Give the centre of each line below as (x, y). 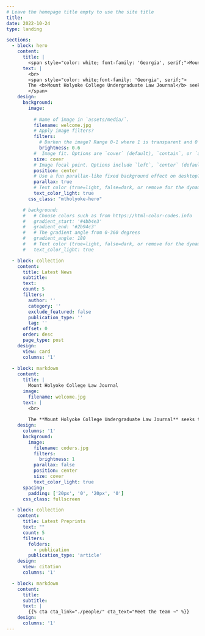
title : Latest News (47, 272)
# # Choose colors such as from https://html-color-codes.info (107, 215)
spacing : (34, 488)
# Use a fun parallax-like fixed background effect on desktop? (117, 176)
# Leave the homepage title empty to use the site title (80, 12)
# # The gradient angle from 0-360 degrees (81, 233)
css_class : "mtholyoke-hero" (65, 199)
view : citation (42, 567)
